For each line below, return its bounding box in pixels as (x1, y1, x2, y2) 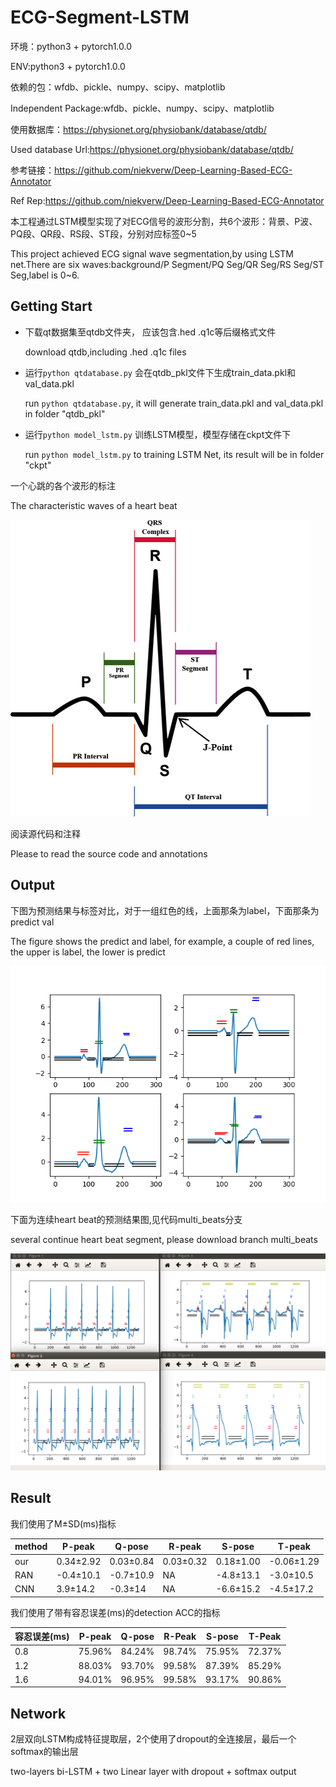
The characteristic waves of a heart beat (10, 499, 178, 511)
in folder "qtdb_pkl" (24, 407, 106, 420)
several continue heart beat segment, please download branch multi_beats (10, 1233, 318, 1245)
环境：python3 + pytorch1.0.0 (10, 40, 133, 52)
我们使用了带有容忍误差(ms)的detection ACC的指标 (10, 1606, 221, 1618)
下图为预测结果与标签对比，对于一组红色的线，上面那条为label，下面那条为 (10, 904, 320, 916)
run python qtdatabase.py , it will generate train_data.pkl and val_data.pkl (24, 397, 324, 409)
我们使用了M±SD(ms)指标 (10, 1517, 117, 1530)
